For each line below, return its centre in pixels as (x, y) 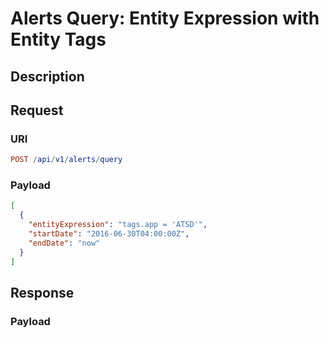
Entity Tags (58, 39)
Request (37, 110)
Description (47, 76)
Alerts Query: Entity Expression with (165, 18)
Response (42, 292)
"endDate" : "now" (64, 243)
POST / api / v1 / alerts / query (66, 160)
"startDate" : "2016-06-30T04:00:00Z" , (109, 234)
